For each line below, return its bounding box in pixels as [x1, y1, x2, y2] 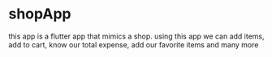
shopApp [8, 5, 71, 23]
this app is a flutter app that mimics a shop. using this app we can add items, [8, 31, 266, 41]
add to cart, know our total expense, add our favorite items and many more [8, 39, 259, 49]
